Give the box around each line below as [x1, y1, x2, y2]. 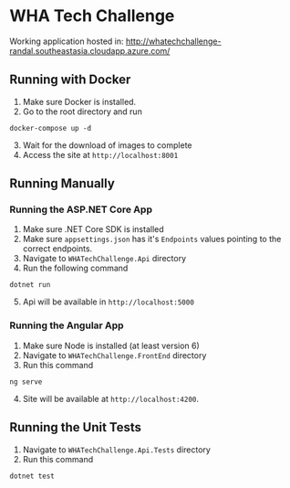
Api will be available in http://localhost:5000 [22, 296, 194, 307]
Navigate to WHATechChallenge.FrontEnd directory [22, 349, 207, 361]
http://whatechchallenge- [126, 36, 222, 47]
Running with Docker [9, 72, 131, 88]
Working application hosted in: [9, 36, 125, 47]
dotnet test [9, 472, 55, 481]
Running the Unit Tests [9, 419, 142, 435]
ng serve [9, 377, 43, 387]
